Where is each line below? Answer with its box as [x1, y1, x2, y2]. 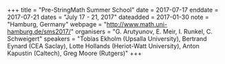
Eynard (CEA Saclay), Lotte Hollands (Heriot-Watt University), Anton [7, 42, 200, 50]
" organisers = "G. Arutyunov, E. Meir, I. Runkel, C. [70, 27, 213, 35]
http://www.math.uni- [106, 20, 167, 28]
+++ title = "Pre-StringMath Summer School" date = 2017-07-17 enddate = [7, 6, 219, 14]
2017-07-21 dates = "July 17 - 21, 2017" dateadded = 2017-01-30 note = [7, 13, 210, 21]
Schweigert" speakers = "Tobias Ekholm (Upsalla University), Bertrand [7, 35, 208, 43]
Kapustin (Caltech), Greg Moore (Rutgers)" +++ [7, 49, 142, 57]
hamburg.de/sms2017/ [7, 27, 71, 35]
